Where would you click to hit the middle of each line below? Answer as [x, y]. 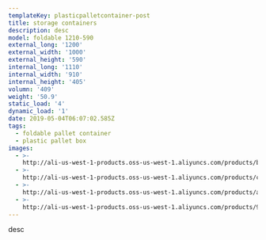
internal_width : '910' [46, 74]
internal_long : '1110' [46, 67]
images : [21, 148]
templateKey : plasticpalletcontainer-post [79, 15]
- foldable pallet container [63, 133]
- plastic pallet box [51, 141]
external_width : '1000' [47, 52]
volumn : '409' [32, 89]
